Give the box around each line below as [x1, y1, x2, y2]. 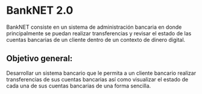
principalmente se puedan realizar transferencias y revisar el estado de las [6, 29, 192, 37]
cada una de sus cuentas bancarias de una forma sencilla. [6, 82, 151, 89]
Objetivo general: [6, 53, 73, 63]
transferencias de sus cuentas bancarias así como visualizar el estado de [6, 75, 189, 83]
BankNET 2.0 [6, 4, 74, 17]
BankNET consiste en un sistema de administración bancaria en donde [6, 23, 182, 31]
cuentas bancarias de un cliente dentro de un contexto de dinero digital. [6, 36, 186, 43]
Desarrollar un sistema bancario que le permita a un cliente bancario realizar [6, 69, 197, 77]
